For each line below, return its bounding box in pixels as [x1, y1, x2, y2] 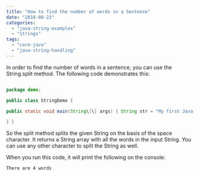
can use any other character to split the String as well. [6, 142, 139, 149]
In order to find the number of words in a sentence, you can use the [6, 64, 172, 71]
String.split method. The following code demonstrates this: [6, 70, 150, 77]
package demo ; [6, 87, 42, 93]
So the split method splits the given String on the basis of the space [6, 130, 173, 137]
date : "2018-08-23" [6, 14, 55, 20]
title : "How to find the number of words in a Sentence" [6, 8, 151, 15]
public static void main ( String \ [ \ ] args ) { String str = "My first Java [6, 108, 194, 114]
